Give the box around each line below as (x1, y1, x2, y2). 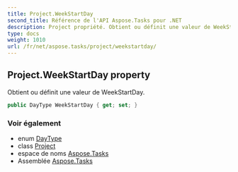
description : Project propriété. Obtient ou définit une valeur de (7, 23, 211, 30)
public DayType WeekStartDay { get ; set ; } (7, 102, 138, 109)
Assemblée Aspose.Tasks (17, 156, 93, 165)
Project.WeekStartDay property (7, 69, 151, 81)
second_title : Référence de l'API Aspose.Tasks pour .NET (7, 17, 182, 24)
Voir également (7, 118, 62, 128)
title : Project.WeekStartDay (7, 10, 93, 18)
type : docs (7, 30, 40, 37)
